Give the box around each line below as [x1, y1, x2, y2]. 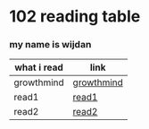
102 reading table [9, 6, 141, 27]
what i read [14, 61, 64, 73]
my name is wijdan [9, 39, 92, 51]
